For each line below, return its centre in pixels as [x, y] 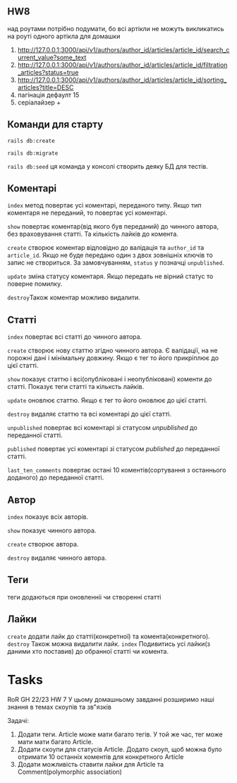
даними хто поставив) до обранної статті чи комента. [88, 651]
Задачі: [18, 720]
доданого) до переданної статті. [56, 478]
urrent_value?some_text [52, 57]
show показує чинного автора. [52, 531]
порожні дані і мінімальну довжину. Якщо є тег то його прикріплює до [113, 358]
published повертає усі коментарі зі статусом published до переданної [114, 449]
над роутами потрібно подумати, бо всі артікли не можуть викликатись [116, 28]
